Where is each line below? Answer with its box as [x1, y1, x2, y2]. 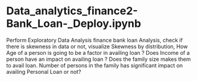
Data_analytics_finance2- [6, 4, 138, 18]
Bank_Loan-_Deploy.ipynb [6, 17, 142, 30]
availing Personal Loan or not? [6, 68, 81, 75]
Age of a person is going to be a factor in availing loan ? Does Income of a [6, 49, 190, 56]
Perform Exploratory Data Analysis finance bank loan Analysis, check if [6, 36, 183, 43]
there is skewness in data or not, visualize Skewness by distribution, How [6, 43, 188, 50]
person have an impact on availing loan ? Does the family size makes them [6, 55, 191, 63]
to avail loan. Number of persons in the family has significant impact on [6, 61, 183, 69]
